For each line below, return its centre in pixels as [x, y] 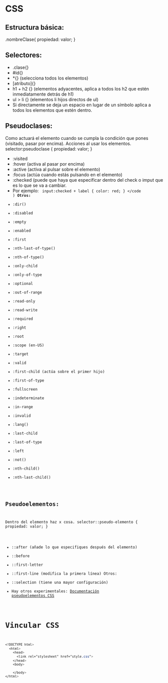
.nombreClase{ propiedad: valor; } [40, 39]
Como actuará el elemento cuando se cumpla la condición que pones [77, 138]
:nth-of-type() [28, 257]
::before [21, 556]
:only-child [25, 266]
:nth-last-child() [32, 477]
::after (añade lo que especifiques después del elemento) [75, 547]
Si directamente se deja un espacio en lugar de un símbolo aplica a [82, 105]
